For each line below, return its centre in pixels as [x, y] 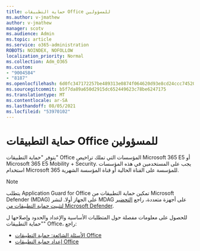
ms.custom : [20, 67]
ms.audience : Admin [30, 34]
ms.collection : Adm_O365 [37, 61]
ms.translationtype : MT [36, 95]
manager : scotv [25, 28]
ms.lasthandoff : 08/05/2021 [41, 106]
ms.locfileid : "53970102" [38, 111]
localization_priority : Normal [45, 56]
